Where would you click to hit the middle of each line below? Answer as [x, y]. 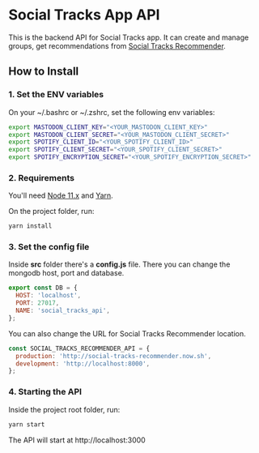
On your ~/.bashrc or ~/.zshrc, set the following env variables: [112, 112]
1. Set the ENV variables [56, 95]
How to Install [44, 72]
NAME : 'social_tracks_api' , [63, 311]
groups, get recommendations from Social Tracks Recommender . [117, 45]
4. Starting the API [45, 392]
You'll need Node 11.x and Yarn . [61, 195]
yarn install [30, 226]
